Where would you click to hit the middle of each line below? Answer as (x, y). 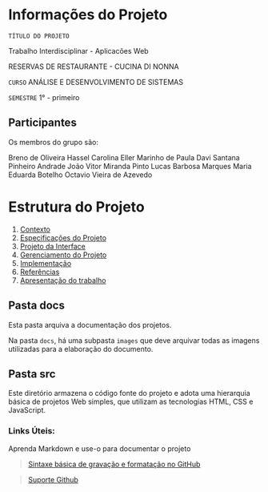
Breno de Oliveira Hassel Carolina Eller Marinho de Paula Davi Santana (124, 157)
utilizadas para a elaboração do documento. (81, 349)
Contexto (35, 229)
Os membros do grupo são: (53, 142)
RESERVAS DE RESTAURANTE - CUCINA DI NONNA (94, 67)
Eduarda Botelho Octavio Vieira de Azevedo (80, 175)
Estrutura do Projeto (77, 207)
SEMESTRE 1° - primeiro (44, 97)
